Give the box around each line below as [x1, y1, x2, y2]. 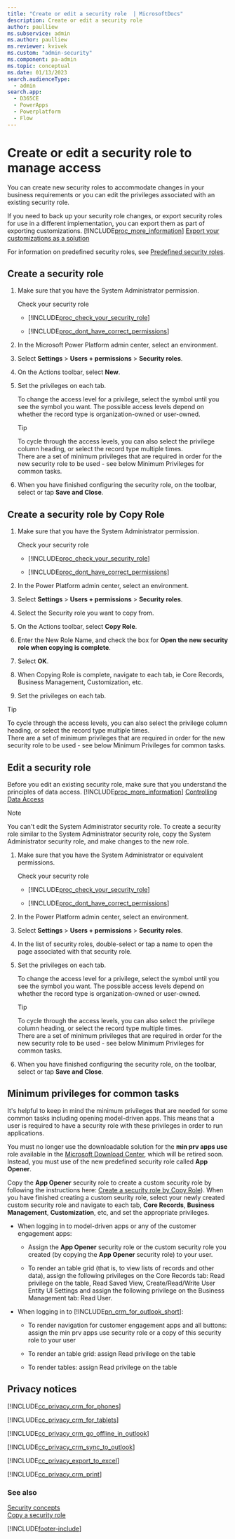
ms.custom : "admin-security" [7, 50, 93, 57]
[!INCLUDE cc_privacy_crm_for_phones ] [7, 1401, 121, 1411]
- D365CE [13, 95, 39, 102]
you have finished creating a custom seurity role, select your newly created [7, 1193, 225, 1201]
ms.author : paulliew [7, 36, 68, 44]
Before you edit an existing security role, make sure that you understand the [7, 780, 227, 788]
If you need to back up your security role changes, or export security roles [7, 211, 222, 220]
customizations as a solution [7, 234, 90, 242]
